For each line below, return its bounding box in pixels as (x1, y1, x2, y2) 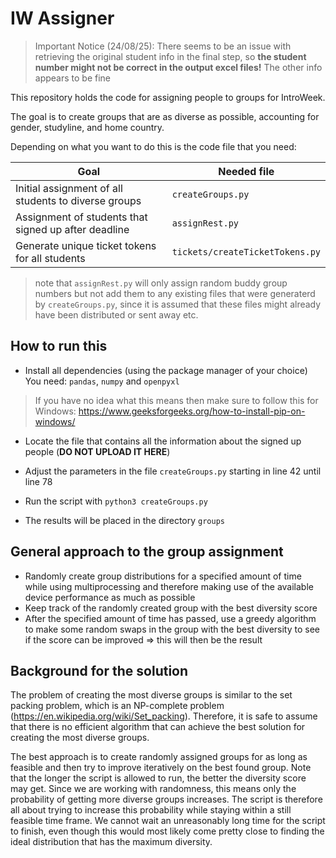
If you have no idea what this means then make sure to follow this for (34, 394, 319, 406)
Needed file (218, 164, 275, 178)
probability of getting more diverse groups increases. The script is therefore (10, 793, 323, 806)
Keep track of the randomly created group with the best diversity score (24, 602, 318, 614)
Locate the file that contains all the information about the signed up (24, 435, 302, 447)
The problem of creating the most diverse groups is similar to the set (10, 689, 293, 701)
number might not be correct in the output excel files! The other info (34, 61, 323, 73)
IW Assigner (10, 7, 115, 30)
